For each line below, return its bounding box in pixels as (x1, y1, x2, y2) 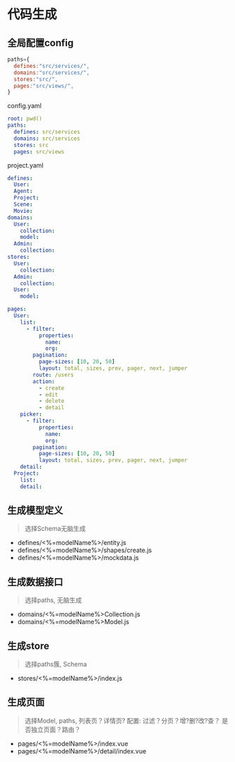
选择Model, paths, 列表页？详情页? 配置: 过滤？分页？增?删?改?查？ (24, 716, 221, 725)
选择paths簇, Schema (24, 660, 88, 669)
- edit (38, 391, 59, 398)
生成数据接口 (7, 575, 64, 587)
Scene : (13, 201, 33, 208)
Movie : (13, 207, 33, 214)
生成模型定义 (7, 505, 64, 517)
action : (32, 377, 55, 385)
